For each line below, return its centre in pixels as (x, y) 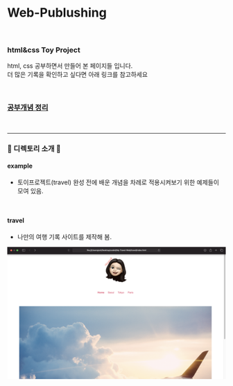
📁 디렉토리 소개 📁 (34, 149)
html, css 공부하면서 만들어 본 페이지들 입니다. (70, 66)
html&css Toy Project (44, 50)
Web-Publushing (57, 13)
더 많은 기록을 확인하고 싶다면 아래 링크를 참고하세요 (77, 75)
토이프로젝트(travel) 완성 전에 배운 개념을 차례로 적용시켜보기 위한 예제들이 (118, 182)
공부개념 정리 (28, 107)
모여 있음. (30, 191)
